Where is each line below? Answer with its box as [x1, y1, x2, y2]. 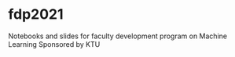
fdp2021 [8, 5, 64, 23]
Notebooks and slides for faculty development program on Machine [8, 31, 228, 41]
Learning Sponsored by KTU [8, 39, 101, 48]
